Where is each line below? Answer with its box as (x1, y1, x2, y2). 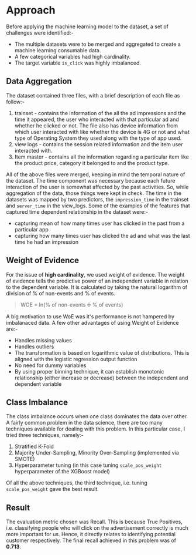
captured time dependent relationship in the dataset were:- (6, 208, 149, 215)
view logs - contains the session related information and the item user (14, 140, 183, 147)
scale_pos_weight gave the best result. (6, 486, 99, 493)
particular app (14, 226, 49, 233)
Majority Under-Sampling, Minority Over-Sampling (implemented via (14, 449, 180, 456)
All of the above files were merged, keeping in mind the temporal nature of (6, 171, 185, 178)
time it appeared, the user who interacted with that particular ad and (14, 116, 180, 123)
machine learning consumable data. (14, 46, 101, 53)
